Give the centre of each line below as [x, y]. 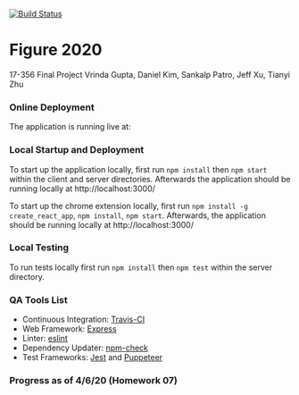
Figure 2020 [56, 50]
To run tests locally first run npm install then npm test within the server [141, 267]
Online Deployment [52, 107]
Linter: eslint [45, 339]
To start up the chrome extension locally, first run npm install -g [129, 206]
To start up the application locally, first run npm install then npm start [138, 169]
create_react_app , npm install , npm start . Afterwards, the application [137, 215]
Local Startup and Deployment [77, 150]
